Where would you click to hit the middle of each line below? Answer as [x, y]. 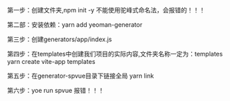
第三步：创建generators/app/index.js [60, 39]
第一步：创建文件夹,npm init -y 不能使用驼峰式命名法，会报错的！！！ [106, 10]
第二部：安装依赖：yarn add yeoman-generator [75, 25]
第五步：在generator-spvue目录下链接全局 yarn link [81, 76]
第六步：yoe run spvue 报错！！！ [56, 90]
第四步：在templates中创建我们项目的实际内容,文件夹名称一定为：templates [115, 54]
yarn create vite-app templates [51, 61]
